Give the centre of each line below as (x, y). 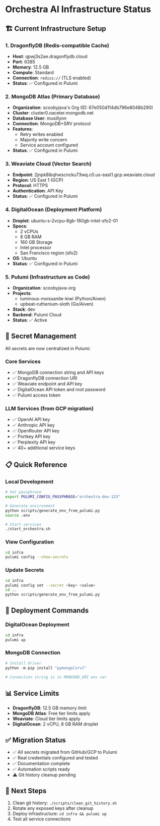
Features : (23, 129)
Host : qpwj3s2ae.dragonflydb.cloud (50, 56)
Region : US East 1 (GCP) (38, 180)
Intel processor (36, 247)
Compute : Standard (33, 72)
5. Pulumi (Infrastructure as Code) (48, 277)
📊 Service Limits (32, 693)
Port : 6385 (24, 62)
